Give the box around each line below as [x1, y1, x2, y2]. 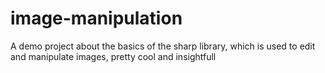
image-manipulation [10, 7, 183, 30]
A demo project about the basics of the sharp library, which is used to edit [10, 40, 316, 52]
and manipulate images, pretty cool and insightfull [10, 50, 217, 62]
